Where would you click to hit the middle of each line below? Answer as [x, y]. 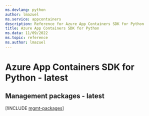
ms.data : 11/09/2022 [27, 33]
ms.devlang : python [25, 10]
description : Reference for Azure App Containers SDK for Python [74, 24]
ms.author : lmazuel [25, 42]
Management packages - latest [55, 96]
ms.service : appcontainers [33, 19]
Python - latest [37, 77]
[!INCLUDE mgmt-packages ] [34, 108]
